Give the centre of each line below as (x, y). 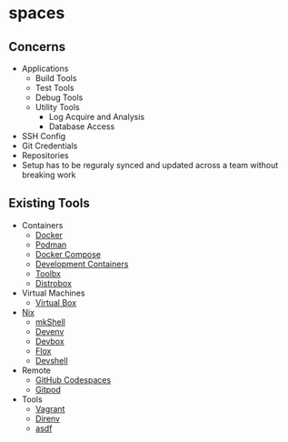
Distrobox (53, 283)
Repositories (45, 156)
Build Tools (56, 78)
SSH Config (44, 136)
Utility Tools (57, 107)
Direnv (48, 418)
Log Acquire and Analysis (97, 117)
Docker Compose (68, 254)
